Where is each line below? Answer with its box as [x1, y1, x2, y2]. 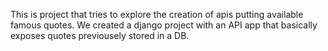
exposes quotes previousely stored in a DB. [10, 30, 190, 41]
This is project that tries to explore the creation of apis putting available [10, 9, 304, 20]
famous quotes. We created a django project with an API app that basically [10, 19, 318, 31]
